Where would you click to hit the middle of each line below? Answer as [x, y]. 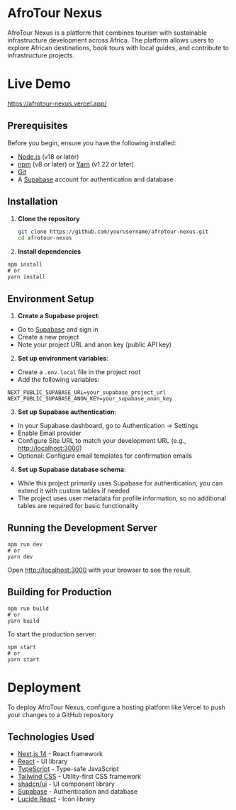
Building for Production [60, 592]
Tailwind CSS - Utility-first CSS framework [79, 777]
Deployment [44, 687]
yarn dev [20, 557]
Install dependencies [49, 252]
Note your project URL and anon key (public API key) [95, 344]
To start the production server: [52, 634]
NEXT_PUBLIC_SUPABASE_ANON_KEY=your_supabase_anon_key [90, 399]
